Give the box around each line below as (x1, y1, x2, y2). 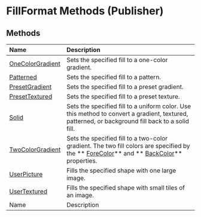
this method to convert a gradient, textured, (66, 109, 188, 118)
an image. (66, 191, 95, 199)
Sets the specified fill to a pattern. (66, 73, 162, 81)
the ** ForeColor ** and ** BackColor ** (66, 149, 182, 157)
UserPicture (9, 170, 43, 178)
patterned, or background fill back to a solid (66, 117, 190, 125)
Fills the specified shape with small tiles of (66, 184, 185, 192)
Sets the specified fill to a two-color (66, 135, 168, 142)
